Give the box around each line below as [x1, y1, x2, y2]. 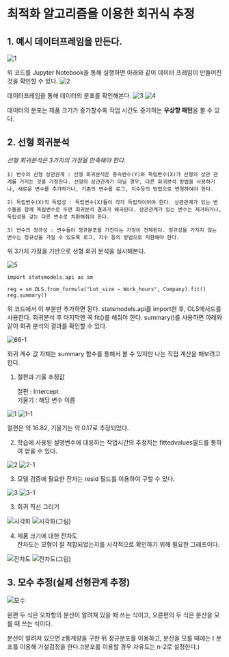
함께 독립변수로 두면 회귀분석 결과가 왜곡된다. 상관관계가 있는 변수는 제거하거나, [23, 206, 222, 213]
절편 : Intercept [16, 387, 59, 395]
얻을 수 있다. [24, 447, 57, 455]
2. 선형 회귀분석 [7, 136, 70, 148]
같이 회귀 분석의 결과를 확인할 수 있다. [7, 321, 107, 330]
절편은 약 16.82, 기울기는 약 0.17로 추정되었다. [7, 423, 129, 432]
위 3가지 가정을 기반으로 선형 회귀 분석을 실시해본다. [7, 247, 146, 255]
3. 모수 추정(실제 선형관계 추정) [7, 577, 131, 588]
